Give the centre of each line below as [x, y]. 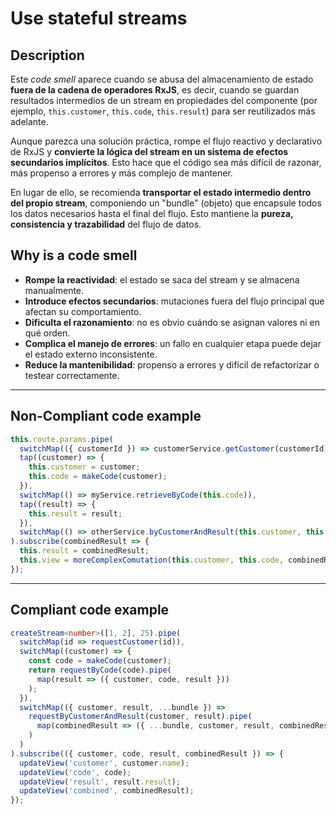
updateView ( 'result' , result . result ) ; [100, 782]
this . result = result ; [75, 513]
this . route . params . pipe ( [62, 439]
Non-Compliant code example [106, 416]
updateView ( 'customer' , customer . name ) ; [104, 763]
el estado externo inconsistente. [91, 354]
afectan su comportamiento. [83, 311]
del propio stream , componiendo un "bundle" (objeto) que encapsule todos [166, 203]
